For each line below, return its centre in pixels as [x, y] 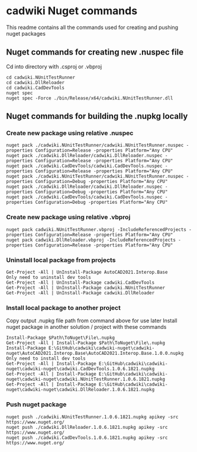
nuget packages [26, 33]
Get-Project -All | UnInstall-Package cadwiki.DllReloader [80, 293]
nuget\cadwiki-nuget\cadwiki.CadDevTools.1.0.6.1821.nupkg [80, 369]
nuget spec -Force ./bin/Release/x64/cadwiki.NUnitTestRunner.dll [90, 98]
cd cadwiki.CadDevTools [35, 88]
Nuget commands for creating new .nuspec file [95, 52]
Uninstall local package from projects [61, 260]
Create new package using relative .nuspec [70, 133]
